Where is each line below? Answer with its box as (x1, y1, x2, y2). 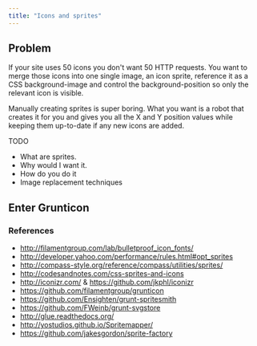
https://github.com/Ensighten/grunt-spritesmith (19, 295, 177, 304)
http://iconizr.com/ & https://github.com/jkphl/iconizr (19, 278, 194, 287)
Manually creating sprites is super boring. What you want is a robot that (8, 104, 244, 113)
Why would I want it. (19, 161, 88, 170)
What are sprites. (19, 152, 78, 161)
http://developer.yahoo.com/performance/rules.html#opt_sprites (19, 252, 234, 262)
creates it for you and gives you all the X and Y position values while (8, 112, 234, 122)
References (8, 225, 54, 236)
